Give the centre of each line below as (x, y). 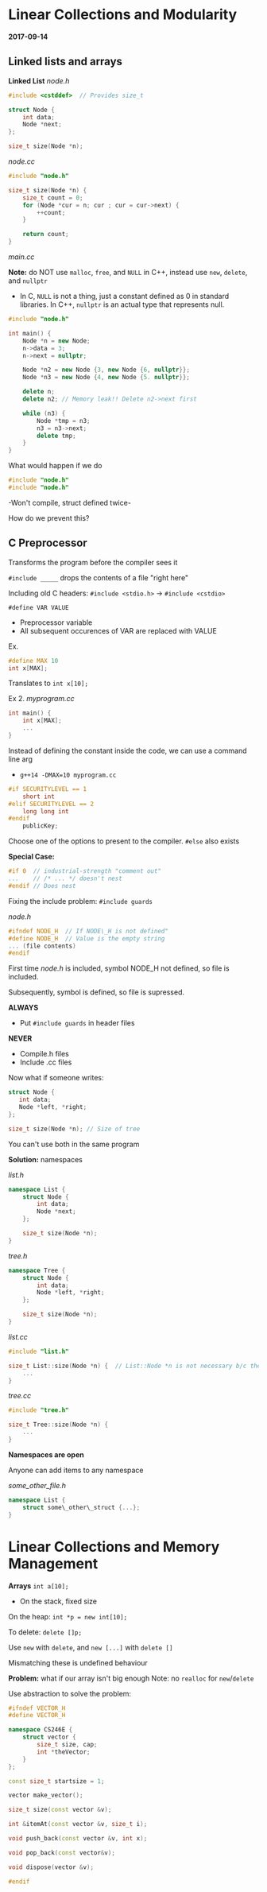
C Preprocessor (48, 543)
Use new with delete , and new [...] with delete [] (91, 1647)
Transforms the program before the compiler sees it (93, 562)
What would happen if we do (55, 466)
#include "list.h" (39, 1351)
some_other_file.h (37, 1485)
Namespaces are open (46, 1454)
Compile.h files (44, 1054)
